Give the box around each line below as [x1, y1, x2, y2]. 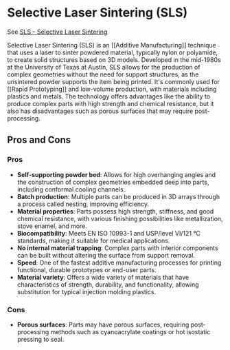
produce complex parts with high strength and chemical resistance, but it [7, 99, 214, 107]
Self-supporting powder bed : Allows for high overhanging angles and [16, 170, 216, 178]
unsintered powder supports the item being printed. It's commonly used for [7, 77, 220, 85]
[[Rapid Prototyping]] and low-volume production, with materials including [7, 85, 217, 93]
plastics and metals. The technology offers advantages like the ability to [7, 92, 211, 101]
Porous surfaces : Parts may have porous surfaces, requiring [16, 320, 189, 329]
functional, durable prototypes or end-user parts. [16, 265, 157, 274]
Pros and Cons [7, 134, 71, 146]
